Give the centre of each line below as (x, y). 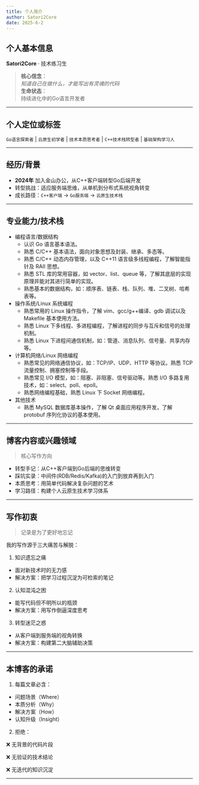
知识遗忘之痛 (30, 558)
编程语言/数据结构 (36, 236)
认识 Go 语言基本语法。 (52, 244)
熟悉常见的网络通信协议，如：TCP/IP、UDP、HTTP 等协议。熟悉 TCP (108, 363)
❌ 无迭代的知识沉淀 (30, 770)
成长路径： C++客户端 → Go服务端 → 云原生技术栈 (69, 195)
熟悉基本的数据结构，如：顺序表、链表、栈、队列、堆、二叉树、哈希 (107, 288)
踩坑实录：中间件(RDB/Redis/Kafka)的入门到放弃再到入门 (84, 476)
